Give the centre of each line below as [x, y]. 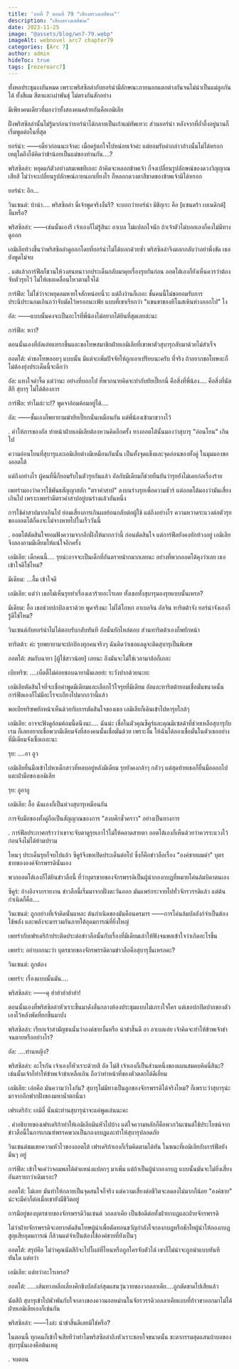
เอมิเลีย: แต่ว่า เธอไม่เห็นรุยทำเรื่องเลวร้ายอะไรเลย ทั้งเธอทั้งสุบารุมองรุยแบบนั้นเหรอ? [106, 593]
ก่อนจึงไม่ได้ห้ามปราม [33, 840]
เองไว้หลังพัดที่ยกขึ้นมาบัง [37, 1015]
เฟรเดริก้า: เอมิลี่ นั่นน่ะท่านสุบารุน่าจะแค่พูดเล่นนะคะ [68, 1110]
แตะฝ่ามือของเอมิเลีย [32, 776]
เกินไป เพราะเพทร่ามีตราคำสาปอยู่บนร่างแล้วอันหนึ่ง [67, 498]
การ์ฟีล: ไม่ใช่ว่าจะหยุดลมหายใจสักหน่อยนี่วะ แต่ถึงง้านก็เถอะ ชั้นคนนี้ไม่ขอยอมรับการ [106, 293]
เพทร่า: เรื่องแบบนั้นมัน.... [38, 978]
